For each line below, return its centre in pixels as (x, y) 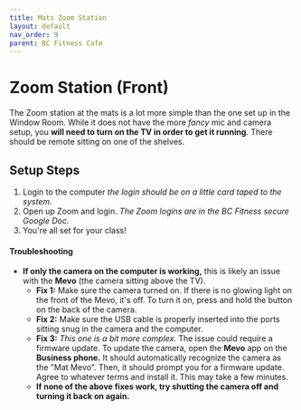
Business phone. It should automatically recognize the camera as (159, 358)
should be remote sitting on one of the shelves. (97, 142)
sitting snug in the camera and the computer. (119, 329)
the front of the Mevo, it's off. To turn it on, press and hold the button (164, 300)
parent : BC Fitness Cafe (56, 43)
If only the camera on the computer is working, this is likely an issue (151, 272)
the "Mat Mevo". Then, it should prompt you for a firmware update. (160, 367)
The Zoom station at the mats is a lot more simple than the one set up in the (150, 113)
